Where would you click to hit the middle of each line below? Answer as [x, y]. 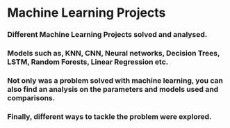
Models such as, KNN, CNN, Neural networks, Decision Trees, [114, 54]
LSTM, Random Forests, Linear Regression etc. [88, 62]
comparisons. [31, 97]
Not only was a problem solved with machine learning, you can [115, 80]
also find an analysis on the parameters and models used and [113, 89]
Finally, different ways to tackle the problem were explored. [109, 116]
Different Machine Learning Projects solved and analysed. [107, 35]
